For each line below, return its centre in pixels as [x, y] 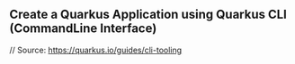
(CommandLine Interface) [83, 29]
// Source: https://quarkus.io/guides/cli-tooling [96, 50]
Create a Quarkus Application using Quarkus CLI [148, 15]
